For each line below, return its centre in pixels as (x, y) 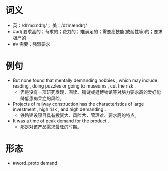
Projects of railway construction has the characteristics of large (78, 104)
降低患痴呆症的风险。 (42, 98)
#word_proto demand (35, 163)
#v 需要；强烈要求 (31, 44)
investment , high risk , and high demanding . (59, 109)
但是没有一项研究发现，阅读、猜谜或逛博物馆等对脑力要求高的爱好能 (91, 92)
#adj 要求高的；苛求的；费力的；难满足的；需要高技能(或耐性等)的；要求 (88, 31)
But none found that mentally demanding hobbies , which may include (85, 80)
